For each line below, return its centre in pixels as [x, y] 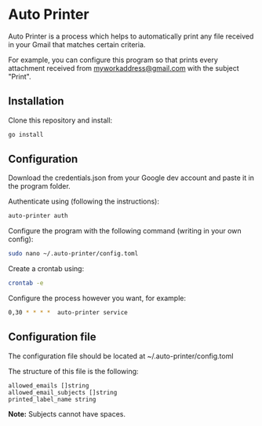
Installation [36, 101]
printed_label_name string [52, 399]
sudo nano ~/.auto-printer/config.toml [73, 254]
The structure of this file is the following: [73, 371]
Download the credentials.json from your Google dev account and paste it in [131, 178]
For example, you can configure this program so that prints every [113, 60]
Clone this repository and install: [60, 120]
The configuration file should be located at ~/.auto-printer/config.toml [121, 356]
